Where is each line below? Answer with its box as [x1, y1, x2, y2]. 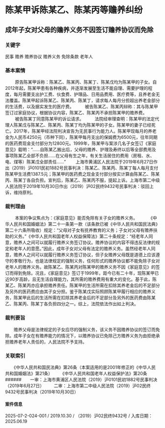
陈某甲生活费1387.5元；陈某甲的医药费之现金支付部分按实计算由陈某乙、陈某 [5, 171, 160, 177]
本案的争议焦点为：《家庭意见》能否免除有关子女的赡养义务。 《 [14, 215, 153, 221]
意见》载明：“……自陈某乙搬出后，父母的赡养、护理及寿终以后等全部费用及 [5, 147, 156, 153]
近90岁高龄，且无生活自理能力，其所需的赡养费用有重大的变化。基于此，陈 [5, 276, 157, 282]
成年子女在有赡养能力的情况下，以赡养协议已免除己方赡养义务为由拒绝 [13, 332, 156, 339]
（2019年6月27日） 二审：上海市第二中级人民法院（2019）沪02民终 [5, 383, 151, 389]
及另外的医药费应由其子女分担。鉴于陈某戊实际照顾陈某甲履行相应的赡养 [5, 289, 151, 294]
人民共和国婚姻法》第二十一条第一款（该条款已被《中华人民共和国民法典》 [9, 221, 160, 227]
